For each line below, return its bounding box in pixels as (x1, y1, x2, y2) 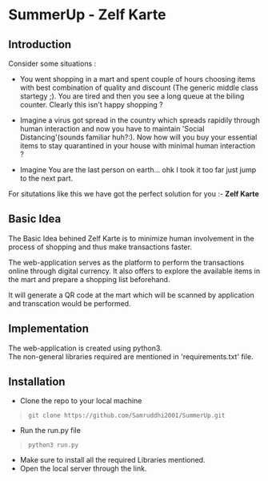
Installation (8, 375, 66, 389)
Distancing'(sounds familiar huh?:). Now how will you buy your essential (19, 132, 258, 142)
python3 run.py (27, 441, 79, 450)
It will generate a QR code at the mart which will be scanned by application (8, 290, 254, 300)
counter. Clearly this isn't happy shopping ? (19, 100, 163, 109)
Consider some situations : (8, 59, 97, 68)
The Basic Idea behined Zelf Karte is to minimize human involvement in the (8, 233, 254, 243)
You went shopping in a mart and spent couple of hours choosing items (19, 75, 256, 83)
